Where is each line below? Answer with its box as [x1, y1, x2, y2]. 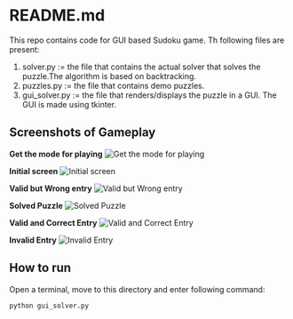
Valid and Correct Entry [9, 217, 98, 227]
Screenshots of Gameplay [9, 125, 156, 140]
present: [9, 44, 40, 54]
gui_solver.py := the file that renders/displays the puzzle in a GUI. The [21, 90, 277, 100]
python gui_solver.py [9, 301, 90, 310]
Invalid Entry [9, 235, 58, 245]
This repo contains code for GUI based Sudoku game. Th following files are [9, 35, 285, 45]
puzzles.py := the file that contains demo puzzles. [21, 80, 205, 91]
